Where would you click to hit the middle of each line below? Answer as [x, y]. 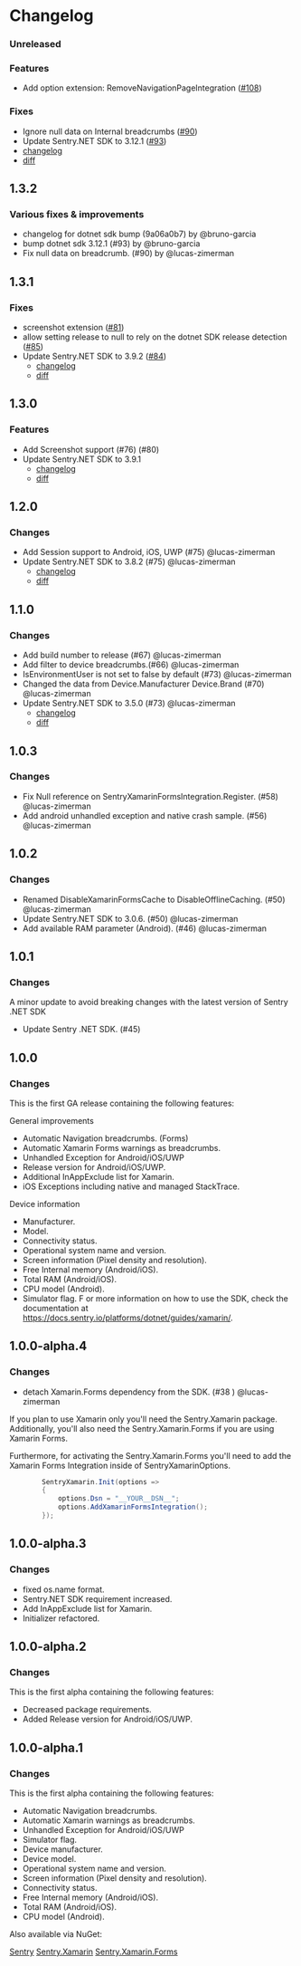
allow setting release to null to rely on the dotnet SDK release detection [155, 337]
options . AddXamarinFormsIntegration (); [132, 1507]
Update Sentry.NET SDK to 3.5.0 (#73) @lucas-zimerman [129, 704]
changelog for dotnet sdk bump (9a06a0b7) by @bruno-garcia [139, 234]
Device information [45, 1204]
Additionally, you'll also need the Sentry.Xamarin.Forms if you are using [142, 1428]
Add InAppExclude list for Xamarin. [87, 1608]
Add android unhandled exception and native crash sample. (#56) [145, 815]
